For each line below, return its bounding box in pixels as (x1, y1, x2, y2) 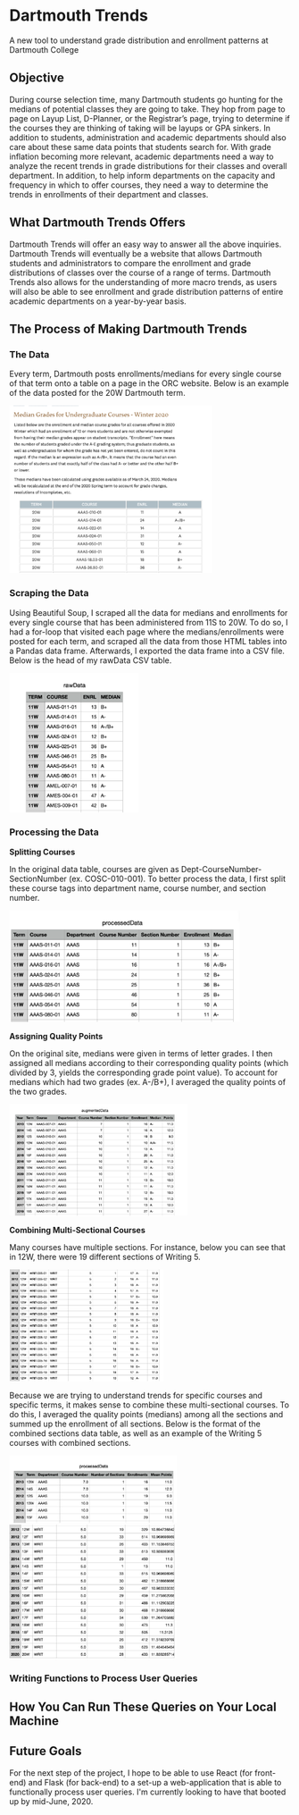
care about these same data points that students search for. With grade (9, 141, 272, 152)
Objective (9, 71, 65, 86)
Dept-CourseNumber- (180, 863, 262, 874)
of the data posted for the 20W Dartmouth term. (9, 388, 186, 399)
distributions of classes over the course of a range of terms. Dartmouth (9, 267, 271, 278)
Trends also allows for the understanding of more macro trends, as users (9, 276, 278, 287)
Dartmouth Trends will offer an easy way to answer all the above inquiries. (9, 239, 282, 249)
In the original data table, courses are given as (9, 863, 180, 874)
